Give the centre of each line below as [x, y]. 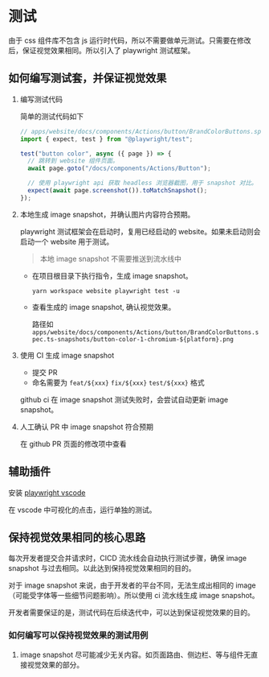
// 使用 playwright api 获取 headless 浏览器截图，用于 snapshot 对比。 [143, 183]
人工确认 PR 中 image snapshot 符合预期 [87, 427]
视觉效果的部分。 [55, 664]
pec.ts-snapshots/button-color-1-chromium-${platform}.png [133, 339]
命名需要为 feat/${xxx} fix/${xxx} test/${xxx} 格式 [118, 382]
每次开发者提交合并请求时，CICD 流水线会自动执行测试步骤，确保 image [128, 558]
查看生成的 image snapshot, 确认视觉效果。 [104, 307]
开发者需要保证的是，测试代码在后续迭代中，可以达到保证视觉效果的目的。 [131, 613]
